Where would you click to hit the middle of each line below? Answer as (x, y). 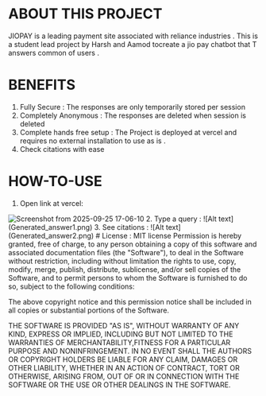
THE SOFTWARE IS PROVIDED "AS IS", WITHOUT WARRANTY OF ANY (124, 325)
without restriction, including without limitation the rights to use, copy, (122, 261)
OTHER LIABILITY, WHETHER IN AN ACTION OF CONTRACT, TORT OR (124, 367)
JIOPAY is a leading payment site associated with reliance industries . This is (133, 36)
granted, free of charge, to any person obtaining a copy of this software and (133, 244)
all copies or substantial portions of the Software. (89, 310)
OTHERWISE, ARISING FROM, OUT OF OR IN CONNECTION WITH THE (124, 376)
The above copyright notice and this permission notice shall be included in (130, 301)
